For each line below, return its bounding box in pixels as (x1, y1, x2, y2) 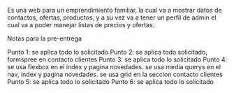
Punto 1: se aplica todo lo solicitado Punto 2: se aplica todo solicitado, (7, 48, 208, 56)
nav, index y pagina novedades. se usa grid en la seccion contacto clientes (7, 70, 224, 78)
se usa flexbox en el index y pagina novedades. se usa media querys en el (7, 63, 221, 71)
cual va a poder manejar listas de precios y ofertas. (7, 21, 155, 29)
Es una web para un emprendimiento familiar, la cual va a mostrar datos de (7, 6, 222, 14)
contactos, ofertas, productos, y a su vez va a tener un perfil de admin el (7, 13, 217, 22)
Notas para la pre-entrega (7, 34, 82, 43)
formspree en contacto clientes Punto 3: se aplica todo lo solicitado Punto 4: (7, 55, 228, 64)
